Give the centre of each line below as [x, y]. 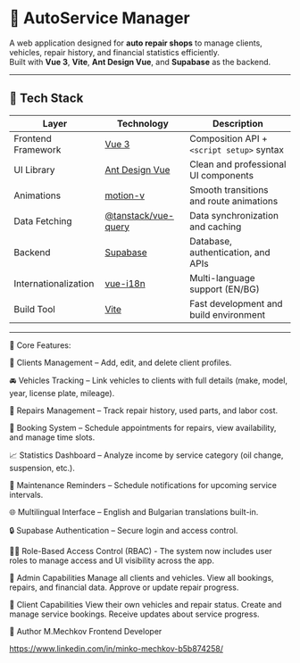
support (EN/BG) [225, 289]
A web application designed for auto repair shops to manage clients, [136, 43]
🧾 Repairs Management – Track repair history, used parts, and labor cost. [144, 410]
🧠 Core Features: [40, 345]
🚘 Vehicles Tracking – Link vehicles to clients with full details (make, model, [149, 380]
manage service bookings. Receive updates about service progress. [135, 614]
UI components [221, 175]
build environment [227, 314]
